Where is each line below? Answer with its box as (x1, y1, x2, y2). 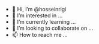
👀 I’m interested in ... (11, 12, 63, 19)
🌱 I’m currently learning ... (11, 18, 76, 25)
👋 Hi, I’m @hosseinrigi (11, 6, 67, 12)
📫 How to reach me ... (11, 32, 68, 38)
